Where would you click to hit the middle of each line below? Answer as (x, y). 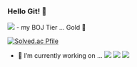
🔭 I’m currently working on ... (60, 56)
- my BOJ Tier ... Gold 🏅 (51, 28)
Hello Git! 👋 (27, 11)
